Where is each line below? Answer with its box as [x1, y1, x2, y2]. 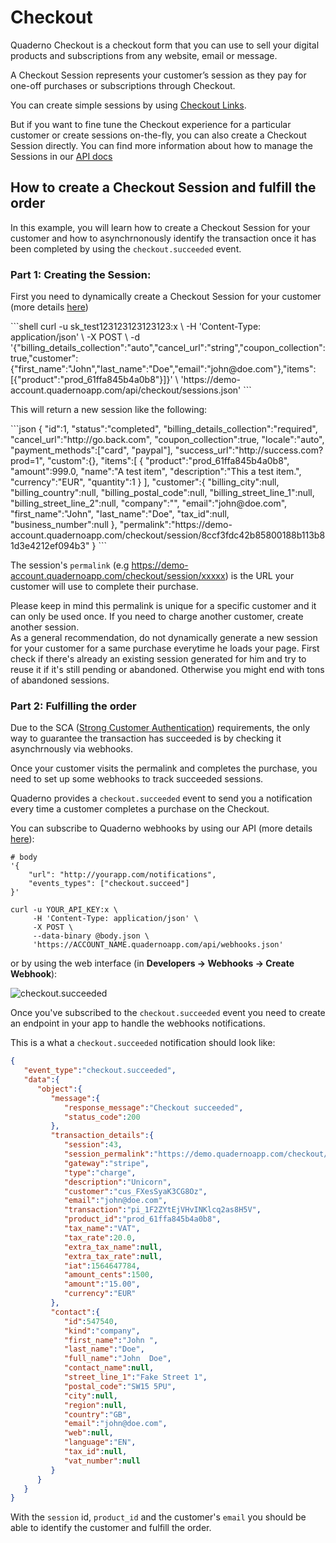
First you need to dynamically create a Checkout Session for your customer [10, 291, 322, 303]
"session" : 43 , [63, 1140, 123, 1150]
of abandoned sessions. [10, 674, 110, 686]
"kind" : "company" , [63, 1326, 141, 1336]
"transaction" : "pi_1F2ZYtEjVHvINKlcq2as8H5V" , [63, 1205, 262, 1215]
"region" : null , [63, 1400, 128, 1410]
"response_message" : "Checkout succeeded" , [63, 1102, 244, 1113]
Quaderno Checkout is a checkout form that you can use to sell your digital [10, 39, 320, 51]
